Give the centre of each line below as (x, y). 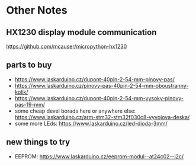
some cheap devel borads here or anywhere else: (75, 111)
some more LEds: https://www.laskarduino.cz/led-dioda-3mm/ (91, 123)
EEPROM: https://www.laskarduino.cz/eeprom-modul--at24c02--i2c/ (99, 156)
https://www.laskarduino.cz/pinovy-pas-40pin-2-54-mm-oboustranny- (102, 85)
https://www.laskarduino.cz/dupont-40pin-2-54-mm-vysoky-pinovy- (99, 98)
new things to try (38, 142)
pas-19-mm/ (30, 104)
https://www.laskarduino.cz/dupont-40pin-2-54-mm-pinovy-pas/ (95, 79)
